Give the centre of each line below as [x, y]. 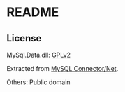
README [33, 12]
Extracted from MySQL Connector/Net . [62, 68]
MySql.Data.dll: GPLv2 [39, 55]
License [24, 38]
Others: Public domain [38, 82]
